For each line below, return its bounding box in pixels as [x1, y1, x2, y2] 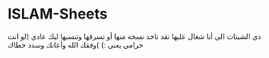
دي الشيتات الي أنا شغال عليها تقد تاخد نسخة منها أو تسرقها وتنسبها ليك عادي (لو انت [7, 31, 262, 41]
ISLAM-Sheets [7, 5, 108, 23]
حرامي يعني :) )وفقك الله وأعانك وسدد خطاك [7, 39, 143, 49]
